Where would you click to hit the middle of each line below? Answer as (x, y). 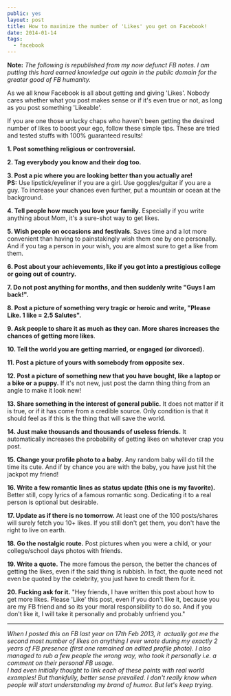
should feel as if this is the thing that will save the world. (87, 418)
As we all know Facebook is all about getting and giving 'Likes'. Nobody (108, 93)
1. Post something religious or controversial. (71, 149)
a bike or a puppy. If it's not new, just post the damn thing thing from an (109, 383)
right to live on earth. (37, 530)
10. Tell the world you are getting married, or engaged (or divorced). (106, 349)
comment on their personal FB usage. (61, 663)
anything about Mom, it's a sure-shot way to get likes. (83, 218)
